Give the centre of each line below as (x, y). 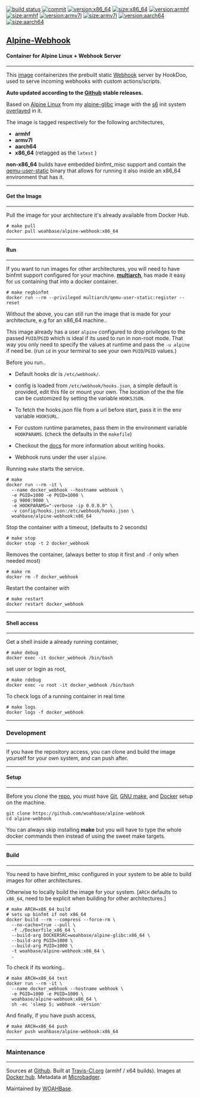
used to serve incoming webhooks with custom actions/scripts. (84, 81)
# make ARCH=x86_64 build (38, 909)
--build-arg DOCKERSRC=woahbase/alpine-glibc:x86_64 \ (81, 935)
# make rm (18, 572)
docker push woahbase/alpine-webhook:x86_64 (62, 1031)
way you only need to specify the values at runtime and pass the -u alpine (98, 344)
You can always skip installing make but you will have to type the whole (94, 829)
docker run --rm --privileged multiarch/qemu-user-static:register (92, 298)
